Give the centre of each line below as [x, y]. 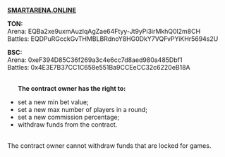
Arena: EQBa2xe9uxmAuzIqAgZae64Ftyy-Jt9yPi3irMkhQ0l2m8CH [104, 31]
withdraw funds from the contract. [67, 125]
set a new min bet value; [53, 102]
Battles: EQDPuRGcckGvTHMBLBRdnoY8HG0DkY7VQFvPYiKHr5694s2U [113, 39]
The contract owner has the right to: [72, 88]
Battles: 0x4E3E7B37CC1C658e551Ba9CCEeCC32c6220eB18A [99, 67]
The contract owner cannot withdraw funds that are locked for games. [109, 146]
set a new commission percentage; [68, 117]
